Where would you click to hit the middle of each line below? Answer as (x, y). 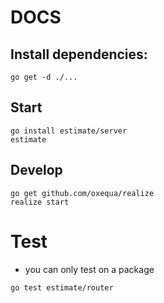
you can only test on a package (89, 269)
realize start (40, 202)
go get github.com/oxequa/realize (82, 193)
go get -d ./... (44, 77)
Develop (36, 170)
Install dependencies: (79, 54)
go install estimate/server (69, 131)
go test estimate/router (62, 287)
